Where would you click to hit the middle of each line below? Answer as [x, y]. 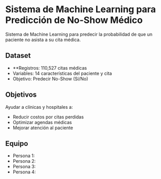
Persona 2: [24, 161]
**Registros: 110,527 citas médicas [50, 68]
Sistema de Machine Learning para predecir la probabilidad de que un [79, 34]
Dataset [18, 56]
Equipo [17, 143]
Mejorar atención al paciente [43, 128]
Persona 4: [24, 172]
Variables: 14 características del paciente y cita [62, 73]
